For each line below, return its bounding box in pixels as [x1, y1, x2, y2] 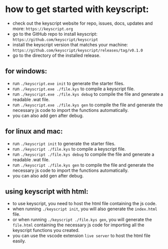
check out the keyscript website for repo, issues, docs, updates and [12, 20, 153, 26]
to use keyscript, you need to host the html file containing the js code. [12, 201, 157, 207]
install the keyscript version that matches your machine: [12, 41, 128, 47]
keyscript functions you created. [12, 227, 80, 233]
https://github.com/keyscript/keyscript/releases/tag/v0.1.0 [12, 48, 143, 53]
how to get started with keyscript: [5, 4, 149, 15]
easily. [12, 238, 26, 244]
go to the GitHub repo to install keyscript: [12, 31, 98, 37]
